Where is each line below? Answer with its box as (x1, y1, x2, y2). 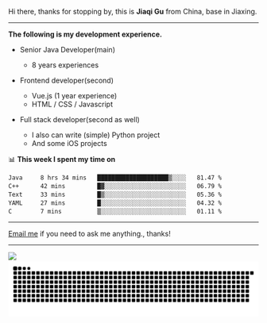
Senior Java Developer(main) (19, 45, 115, 54)
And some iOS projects (31, 139, 107, 148)
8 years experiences (31, 60, 99, 70)
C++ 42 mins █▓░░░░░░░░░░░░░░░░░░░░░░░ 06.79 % (8, 182, 222, 190)
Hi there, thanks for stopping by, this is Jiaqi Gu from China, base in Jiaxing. (8, 7, 257, 16)
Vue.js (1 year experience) (31, 91, 118, 100)
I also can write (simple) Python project (31, 130, 161, 140)
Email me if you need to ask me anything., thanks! (8, 229, 171, 239)
